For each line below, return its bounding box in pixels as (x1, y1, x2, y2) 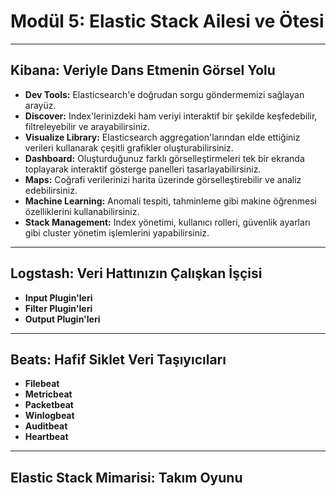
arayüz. (24, 99, 57, 111)
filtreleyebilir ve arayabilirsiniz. (24, 120, 151, 132)
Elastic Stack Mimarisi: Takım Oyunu (10, 469, 243, 486)
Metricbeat (24, 388, 73, 400)
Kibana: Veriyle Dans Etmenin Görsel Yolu (10, 62, 276, 79)
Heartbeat (24, 431, 69, 443)
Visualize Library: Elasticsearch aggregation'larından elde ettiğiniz (24, 131, 301, 143)
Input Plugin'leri (24, 291, 93, 304)
